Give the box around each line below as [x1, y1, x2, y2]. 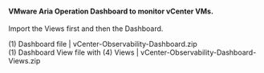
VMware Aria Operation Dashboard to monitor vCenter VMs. [8, 6, 214, 16]
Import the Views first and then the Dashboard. [8, 24, 164, 33]
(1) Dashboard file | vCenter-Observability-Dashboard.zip [8, 40, 198, 49]
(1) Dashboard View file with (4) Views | [8, 48, 139, 57]
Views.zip [8, 56, 41, 66]
